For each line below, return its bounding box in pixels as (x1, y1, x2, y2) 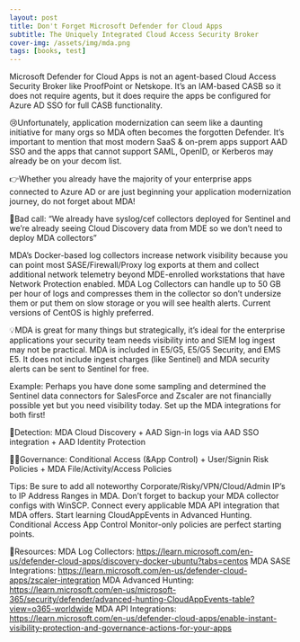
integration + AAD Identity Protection (9, 437, 146, 448)
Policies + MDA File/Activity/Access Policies (9, 464, 172, 475)
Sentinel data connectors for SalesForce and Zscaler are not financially (9, 390, 272, 401)
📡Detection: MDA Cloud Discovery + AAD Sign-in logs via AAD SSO (9, 427, 260, 438)
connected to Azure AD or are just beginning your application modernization (9, 186, 292, 198)
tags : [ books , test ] (9, 47, 87, 56)
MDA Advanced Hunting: (101, 575, 195, 585)
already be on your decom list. (9, 156, 122, 166)
